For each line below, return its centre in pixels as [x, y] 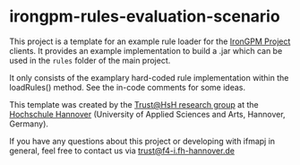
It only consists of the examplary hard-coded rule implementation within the [149, 77]
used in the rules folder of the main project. [90, 60]
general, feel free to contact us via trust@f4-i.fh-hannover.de [122, 151]
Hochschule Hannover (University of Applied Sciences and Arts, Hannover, [147, 114]
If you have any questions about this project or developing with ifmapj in [142, 141]
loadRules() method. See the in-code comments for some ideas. [128, 87]
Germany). [29, 124]
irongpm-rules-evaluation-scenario [145, 17]
